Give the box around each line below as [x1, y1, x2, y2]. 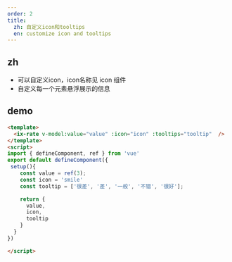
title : [7, 17, 27, 24]
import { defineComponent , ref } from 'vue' [7, 150, 140, 157]
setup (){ [10, 163, 37, 170]
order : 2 [7, 10, 33, 18]
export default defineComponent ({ [7, 156, 109, 164]
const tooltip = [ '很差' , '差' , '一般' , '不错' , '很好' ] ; [20, 182, 184, 190]
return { [20, 195, 46, 203]
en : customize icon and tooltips [13, 30, 112, 37]
